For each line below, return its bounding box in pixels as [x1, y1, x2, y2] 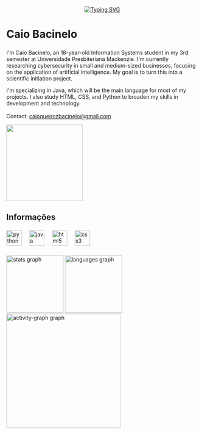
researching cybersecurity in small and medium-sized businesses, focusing [6, 62, 196, 69]
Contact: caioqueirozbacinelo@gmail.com [6, 113, 111, 120]
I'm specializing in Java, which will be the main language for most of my [6, 87, 187, 94]
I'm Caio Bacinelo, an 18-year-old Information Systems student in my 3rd [6, 49, 189, 57]
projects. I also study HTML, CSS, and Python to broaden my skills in [6, 93, 178, 101]
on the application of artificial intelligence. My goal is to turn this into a [6, 68, 183, 76]
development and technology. [6, 100, 81, 107]
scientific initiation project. [6, 75, 73, 82]
